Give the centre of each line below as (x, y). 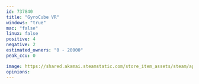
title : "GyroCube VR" (33, 17)
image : (14, 66)
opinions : (18, 72)
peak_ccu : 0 (21, 56)
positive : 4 (21, 39)
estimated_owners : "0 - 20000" (45, 50)
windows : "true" (26, 22)
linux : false (22, 34)
